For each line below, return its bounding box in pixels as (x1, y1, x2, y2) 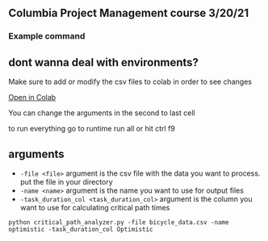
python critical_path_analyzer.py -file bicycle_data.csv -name (8, 218, 229, 226)
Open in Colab (8, 93, 57, 102)
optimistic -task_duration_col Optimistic (8, 225, 153, 233)
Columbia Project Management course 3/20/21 (8, 6, 249, 20)
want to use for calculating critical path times (19, 202, 170, 212)
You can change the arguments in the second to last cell (8, 108, 195, 118)
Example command (8, 31, 86, 42)
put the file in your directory (19, 177, 113, 186)
